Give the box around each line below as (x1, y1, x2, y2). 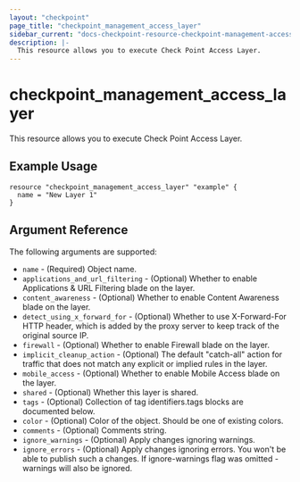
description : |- (9, 37, 70, 47)
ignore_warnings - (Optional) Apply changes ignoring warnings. (21, 434, 256, 445)
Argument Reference (9, 222, 129, 237)
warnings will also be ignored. (21, 462, 133, 473)
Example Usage (9, 159, 98, 174)
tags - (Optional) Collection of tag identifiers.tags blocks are (21, 396, 244, 407)
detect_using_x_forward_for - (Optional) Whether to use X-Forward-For (21, 311, 287, 321)
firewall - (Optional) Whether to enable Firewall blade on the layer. (21, 339, 271, 350)
